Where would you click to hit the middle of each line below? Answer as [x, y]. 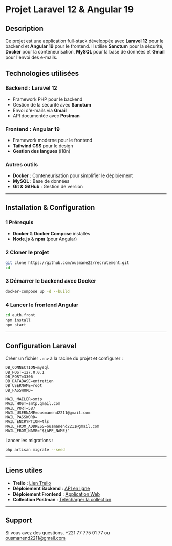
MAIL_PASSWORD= [21, 417]
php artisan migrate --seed [35, 450]
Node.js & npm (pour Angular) [45, 239]
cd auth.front [20, 315]
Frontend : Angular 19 [33, 129]
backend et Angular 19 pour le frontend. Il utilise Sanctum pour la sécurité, [84, 46]
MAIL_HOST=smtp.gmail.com [33, 403]
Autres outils [22, 164]
